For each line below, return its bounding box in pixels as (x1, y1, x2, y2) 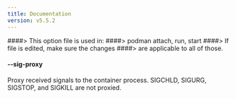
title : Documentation (7, 10, 72, 18)
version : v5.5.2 (7, 17, 55, 24)
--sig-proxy (7, 60, 43, 69)
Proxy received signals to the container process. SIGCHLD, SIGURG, (7, 76, 207, 84)
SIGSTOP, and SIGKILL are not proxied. (7, 83, 122, 92)
